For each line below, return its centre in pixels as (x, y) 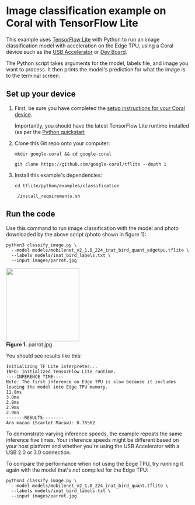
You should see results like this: (44, 356)
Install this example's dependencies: (58, 175)
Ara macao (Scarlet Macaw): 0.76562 (51, 422)
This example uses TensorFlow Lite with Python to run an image (83, 39)
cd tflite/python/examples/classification (67, 185)
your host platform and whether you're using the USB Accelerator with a (93, 446)
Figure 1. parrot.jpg (29, 344)
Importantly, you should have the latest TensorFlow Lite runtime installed (102, 126)
